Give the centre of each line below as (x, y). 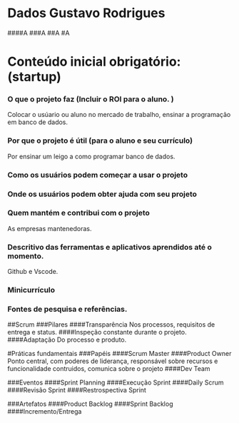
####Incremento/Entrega (45, 412)
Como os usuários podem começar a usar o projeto (97, 175)
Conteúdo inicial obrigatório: (94, 62)
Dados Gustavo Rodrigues (86, 13)
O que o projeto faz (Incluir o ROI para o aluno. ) (91, 99)
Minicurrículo (31, 290)
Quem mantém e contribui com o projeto (78, 213)
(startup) (35, 77)
